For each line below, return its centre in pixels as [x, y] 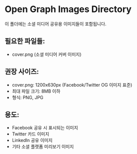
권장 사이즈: [22, 72]
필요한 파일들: [25, 41]
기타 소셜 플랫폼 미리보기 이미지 [43, 146]
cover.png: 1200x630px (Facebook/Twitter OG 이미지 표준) [72, 85]
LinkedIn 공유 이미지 [32, 140]
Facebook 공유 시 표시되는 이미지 [45, 128]
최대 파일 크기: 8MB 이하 [36, 91]
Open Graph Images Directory [68, 9]
